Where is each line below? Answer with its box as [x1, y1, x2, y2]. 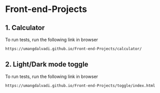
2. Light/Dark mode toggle [5, 60, 88, 68]
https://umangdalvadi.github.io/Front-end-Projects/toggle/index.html [5, 83, 155, 88]
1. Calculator [5, 23, 45, 32]
